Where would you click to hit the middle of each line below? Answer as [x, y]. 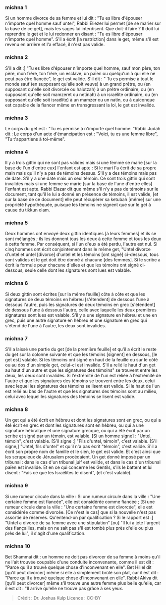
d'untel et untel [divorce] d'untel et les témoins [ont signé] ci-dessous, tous [82, 254]
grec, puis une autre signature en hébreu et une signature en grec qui [76, 320]
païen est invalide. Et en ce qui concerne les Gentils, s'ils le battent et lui [79, 467]
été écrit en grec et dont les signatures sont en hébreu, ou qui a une [75, 425]
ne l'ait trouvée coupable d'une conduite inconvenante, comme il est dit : [80, 562]
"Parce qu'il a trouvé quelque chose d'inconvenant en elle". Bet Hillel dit [79, 567]
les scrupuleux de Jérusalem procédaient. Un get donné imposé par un [78, 457]
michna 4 [17, 151]
